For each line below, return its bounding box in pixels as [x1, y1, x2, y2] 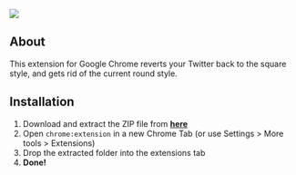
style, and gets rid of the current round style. [9, 68, 178, 79]
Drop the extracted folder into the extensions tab [22, 147, 206, 158]
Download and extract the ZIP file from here [22, 118, 189, 129]
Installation [9, 94, 75, 110]
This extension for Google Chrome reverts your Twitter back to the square [9, 58, 287, 69]
